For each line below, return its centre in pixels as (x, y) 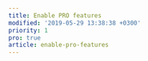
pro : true (25, 38)
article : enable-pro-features (59, 45)
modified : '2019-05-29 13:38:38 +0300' (75, 23)
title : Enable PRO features (55, 15)
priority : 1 (28, 30)
